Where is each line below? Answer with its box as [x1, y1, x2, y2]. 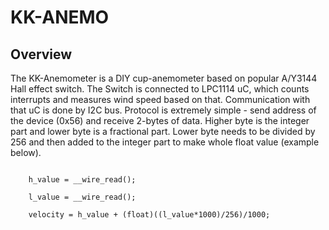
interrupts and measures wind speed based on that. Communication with [10, 94, 311, 105]
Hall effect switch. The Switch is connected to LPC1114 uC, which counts [10, 83, 310, 95]
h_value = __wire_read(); [28, 175, 137, 185]
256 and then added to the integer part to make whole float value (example [10, 136, 320, 148]
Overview [10, 46, 73, 63]
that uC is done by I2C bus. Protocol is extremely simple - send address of [10, 104, 317, 116]
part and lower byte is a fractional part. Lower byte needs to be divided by [10, 126, 316, 137]
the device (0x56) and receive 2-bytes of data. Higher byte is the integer [10, 115, 310, 126]
